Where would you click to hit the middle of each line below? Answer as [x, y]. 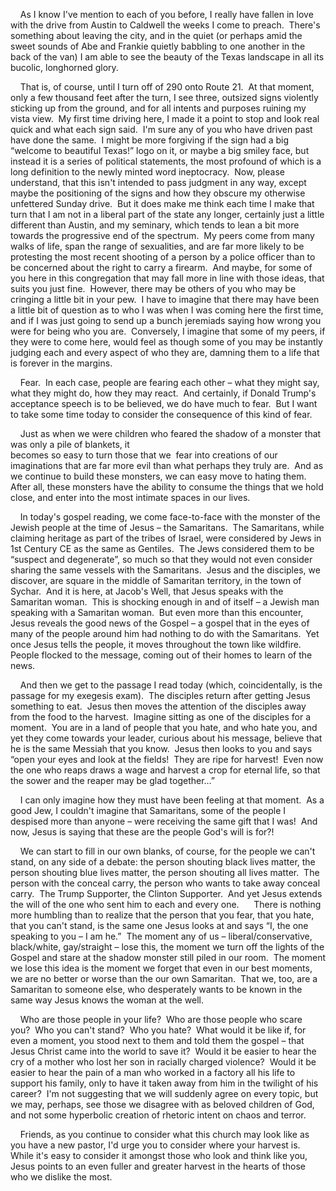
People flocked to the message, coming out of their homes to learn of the [161, 655]
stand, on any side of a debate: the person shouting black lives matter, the [163, 862]
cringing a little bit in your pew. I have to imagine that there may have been [165, 299]
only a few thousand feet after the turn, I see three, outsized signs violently [164, 97]
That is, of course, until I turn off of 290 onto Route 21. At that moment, [167, 87]
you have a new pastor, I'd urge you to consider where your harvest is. [155, 1145]
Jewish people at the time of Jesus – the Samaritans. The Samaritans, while [167, 527]
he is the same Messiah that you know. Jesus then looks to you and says [161, 748]
